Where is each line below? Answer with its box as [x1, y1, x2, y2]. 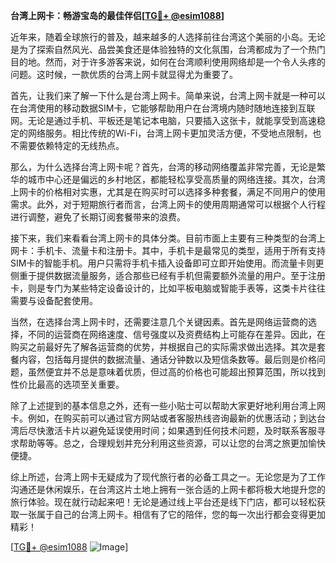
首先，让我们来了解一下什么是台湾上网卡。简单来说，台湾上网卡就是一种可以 [10, 90, 326, 101]
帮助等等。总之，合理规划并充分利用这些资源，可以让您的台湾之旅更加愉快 [18, 437, 326, 449]
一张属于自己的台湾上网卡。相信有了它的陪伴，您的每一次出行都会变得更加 [18, 509, 326, 520]
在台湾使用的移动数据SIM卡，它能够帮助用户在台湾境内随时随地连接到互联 [10, 102, 316, 114]
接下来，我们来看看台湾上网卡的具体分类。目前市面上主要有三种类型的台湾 [10, 232, 317, 244]
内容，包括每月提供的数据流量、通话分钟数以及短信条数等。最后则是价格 [18, 354, 317, 365]
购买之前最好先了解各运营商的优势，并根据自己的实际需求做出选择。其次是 [10, 341, 317, 353]
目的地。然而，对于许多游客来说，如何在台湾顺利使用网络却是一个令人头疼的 [10, 56, 326, 68]
